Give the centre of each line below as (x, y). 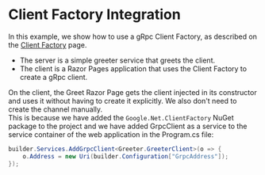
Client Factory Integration (94, 15)
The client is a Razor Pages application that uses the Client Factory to (133, 68)
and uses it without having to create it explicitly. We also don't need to (123, 101)
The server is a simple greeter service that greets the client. (117, 60)
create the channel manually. (56, 109)
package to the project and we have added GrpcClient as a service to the (128, 126)
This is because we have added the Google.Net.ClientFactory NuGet (121, 117)
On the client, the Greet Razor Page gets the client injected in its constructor (132, 92)
